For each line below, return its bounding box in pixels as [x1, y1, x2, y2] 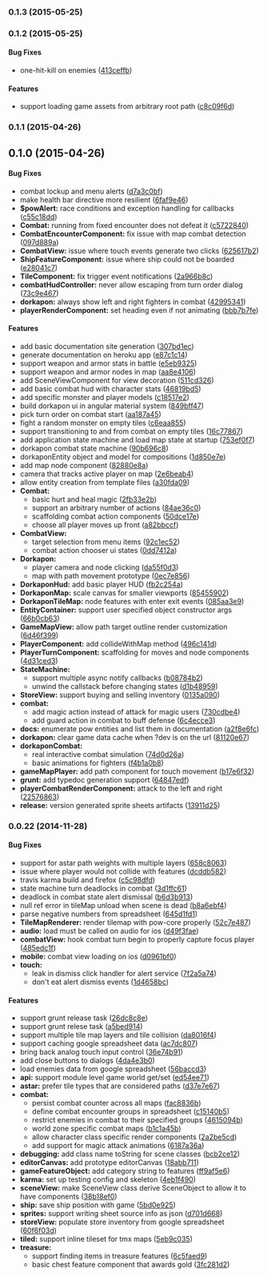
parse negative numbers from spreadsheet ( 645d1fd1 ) [19, 909, 198, 919]
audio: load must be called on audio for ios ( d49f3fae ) [19, 927, 199, 936]
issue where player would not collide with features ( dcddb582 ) [19, 867, 226, 876]
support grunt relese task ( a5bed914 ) [19, 1022, 143, 1031]
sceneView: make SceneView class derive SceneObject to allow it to [19, 1183, 246, 1193]
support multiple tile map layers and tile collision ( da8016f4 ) [19, 1031, 217, 1040]
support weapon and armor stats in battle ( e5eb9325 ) [19, 358, 197, 368]
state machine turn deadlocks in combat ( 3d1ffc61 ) [19, 883, 188, 894]
